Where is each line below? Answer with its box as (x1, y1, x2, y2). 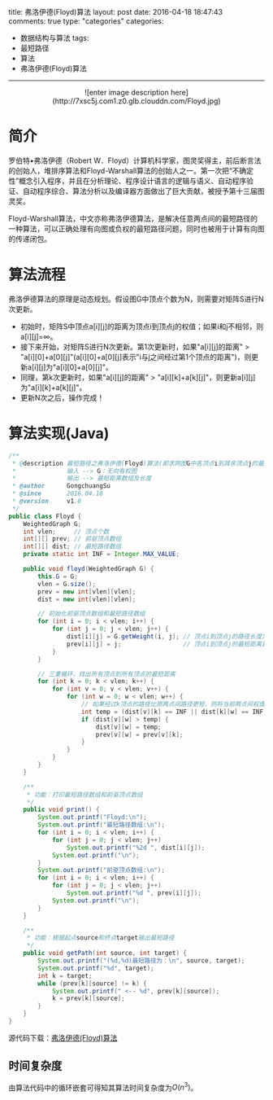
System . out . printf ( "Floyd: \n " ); (37, 813, 148, 822)
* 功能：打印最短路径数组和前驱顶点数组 (26, 791, 144, 799)
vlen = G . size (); (37, 580, 96, 588)
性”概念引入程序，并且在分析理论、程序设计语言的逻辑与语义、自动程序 (8, 176, 247, 186)
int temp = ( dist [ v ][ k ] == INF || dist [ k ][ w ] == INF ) (80, 708, 267, 716)
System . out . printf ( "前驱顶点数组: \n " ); (37, 866, 165, 874)
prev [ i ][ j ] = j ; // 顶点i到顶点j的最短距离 (66, 640, 262, 648)
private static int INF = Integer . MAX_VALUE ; (23, 550, 180, 559)
